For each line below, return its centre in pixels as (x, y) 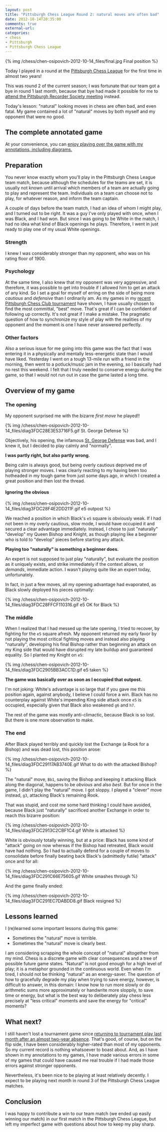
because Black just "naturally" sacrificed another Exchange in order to (77, 810)
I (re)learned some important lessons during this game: (62, 928)
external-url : (20, 28)
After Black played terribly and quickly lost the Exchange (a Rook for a (77, 744)
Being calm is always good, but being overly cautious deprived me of (76, 465)
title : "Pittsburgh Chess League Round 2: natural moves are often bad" (82, 14)
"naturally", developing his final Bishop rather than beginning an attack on (81, 645)
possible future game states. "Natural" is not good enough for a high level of (83, 964)
